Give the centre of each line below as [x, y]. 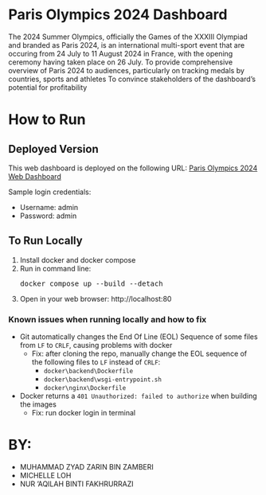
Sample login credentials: [50, 192]
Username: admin [49, 207]
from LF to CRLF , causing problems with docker [96, 345]
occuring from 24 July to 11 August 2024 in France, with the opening [121, 53]
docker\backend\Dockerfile [88, 372]
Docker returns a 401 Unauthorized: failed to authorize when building [138, 396]
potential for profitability [48, 87]
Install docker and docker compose [78, 259]
